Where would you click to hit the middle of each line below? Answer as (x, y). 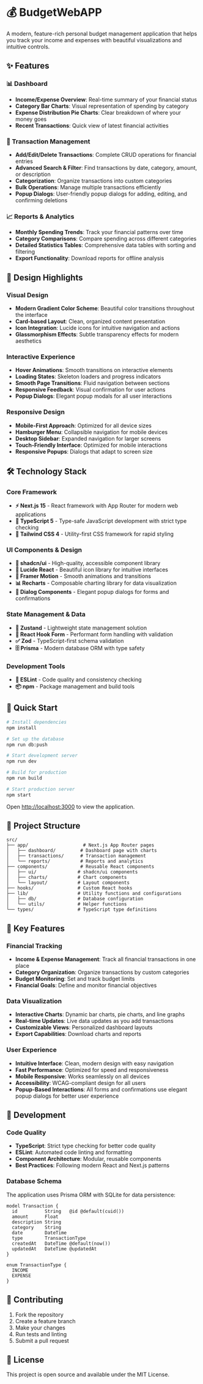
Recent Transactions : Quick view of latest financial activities (92, 125)
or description (33, 174)
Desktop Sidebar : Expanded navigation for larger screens (88, 438)
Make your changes (40, 1328)
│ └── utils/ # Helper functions (67, 904)
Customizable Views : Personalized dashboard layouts (84, 1027)
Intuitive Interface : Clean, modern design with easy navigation (94, 1063)
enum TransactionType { (37, 1265)
